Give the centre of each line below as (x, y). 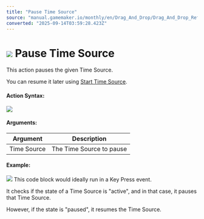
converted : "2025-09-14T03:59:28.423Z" (57, 23)
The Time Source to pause (89, 149)
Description (89, 138)
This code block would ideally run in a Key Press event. (83, 179)
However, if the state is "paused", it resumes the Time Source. (84, 209)
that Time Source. (29, 197)
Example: (19, 165)
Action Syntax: (25, 95)
